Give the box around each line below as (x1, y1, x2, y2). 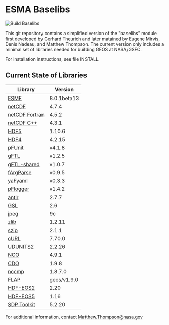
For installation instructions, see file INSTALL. (5, 56, 100, 62)
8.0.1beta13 (49, 94, 79, 102)
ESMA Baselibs (5, 4, 70, 15)
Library (17, 86, 35, 93)
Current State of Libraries (5, 71, 88, 80)
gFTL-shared (8, 160, 40, 168)
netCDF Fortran (8, 111, 45, 118)
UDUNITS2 (8, 243, 34, 250)
